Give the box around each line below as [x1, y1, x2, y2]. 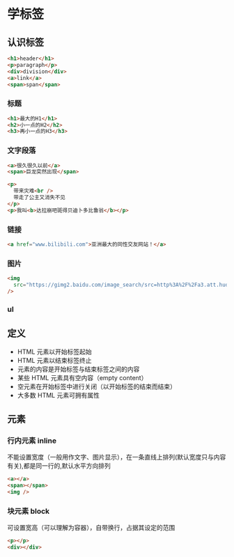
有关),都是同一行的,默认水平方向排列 [7, 462, 111, 470]
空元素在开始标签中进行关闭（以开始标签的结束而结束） [17, 382, 176, 391]
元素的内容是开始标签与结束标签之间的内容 [17, 365, 140, 373]
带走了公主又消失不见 [13, 194, 66, 201]
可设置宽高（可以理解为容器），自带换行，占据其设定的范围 [7, 524, 175, 532]
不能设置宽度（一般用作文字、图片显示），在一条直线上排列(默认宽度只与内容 [7, 453, 226, 462]
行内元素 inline [7, 436, 57, 446]
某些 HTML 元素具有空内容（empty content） [17, 373, 148, 382]
